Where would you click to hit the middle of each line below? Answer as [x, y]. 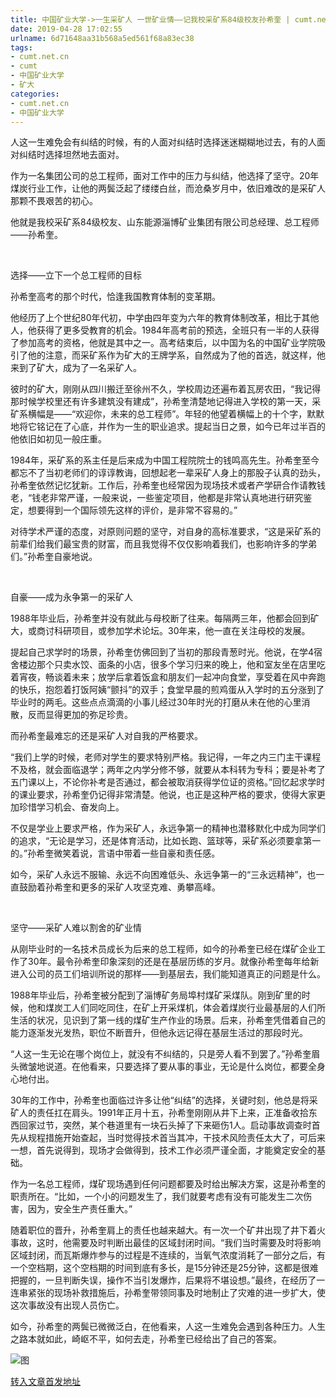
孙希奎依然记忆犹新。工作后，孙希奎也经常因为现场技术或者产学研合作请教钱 [168, 485]
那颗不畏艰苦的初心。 [54, 201]
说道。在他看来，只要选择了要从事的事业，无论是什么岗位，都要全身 [185, 1067]
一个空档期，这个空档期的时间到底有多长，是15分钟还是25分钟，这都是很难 [164, 1268]
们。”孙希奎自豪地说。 [54, 557]
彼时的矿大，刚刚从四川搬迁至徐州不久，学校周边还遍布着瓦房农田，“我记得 [166, 389]
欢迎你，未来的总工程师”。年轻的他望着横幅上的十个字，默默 [200, 414]
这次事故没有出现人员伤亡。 [67, 1305]
